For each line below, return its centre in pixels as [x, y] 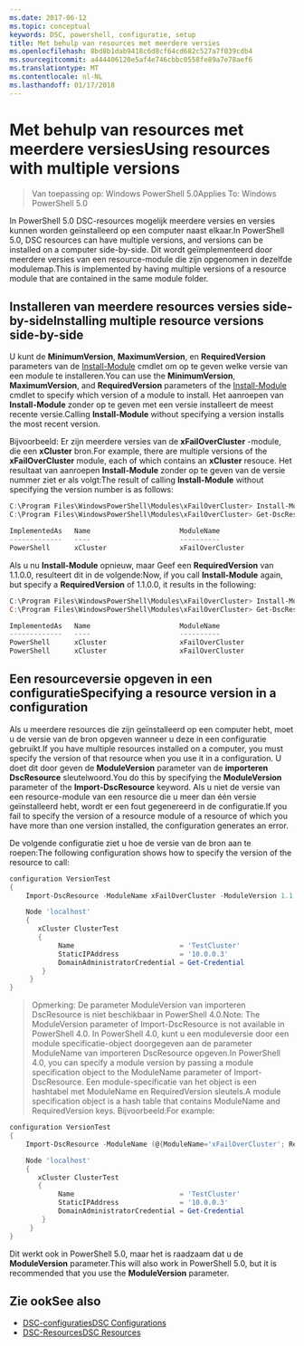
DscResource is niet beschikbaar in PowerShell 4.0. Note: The [146, 1015]
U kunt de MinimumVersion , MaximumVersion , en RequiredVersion [138, 357]
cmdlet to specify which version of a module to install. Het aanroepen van [147, 396]
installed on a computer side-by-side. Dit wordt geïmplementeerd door [141, 249]
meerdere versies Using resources [140, 149]
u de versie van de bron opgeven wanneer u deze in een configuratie [138, 739]
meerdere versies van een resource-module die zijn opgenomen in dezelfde [151, 259]
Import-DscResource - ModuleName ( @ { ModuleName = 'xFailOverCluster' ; [155, 1144]
